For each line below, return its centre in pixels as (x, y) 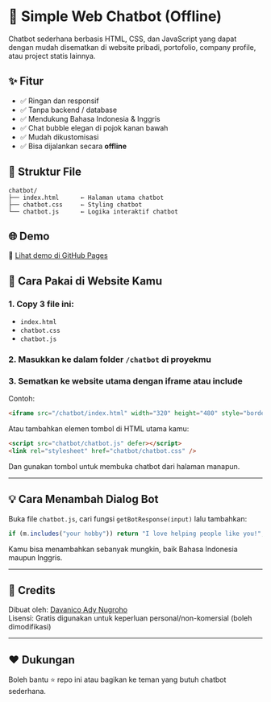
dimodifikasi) (30, 627)
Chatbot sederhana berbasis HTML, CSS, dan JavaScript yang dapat (123, 39)
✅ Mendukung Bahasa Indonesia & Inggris (90, 118)
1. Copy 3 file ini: (41, 304)
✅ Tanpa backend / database (69, 110)
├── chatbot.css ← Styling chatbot (75, 205)
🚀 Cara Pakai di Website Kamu (85, 281)
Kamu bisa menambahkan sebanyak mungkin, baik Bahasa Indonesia (123, 549)
